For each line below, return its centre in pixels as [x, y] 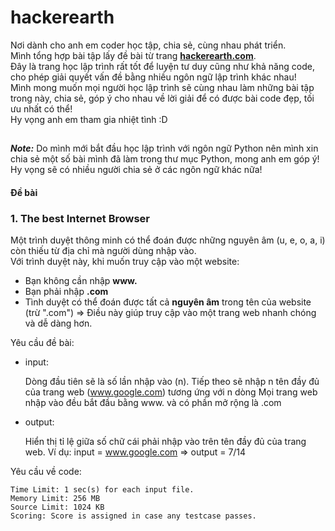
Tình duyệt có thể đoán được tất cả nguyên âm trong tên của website [168, 302]
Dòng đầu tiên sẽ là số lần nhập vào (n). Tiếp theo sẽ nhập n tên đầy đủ [172, 382]
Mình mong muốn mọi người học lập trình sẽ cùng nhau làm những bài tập [162, 87]
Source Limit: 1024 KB [57, 507]
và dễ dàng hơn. [58, 323]
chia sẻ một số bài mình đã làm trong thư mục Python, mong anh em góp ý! [165, 159]
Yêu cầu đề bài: [42, 343]
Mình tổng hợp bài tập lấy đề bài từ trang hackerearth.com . [133, 55]
